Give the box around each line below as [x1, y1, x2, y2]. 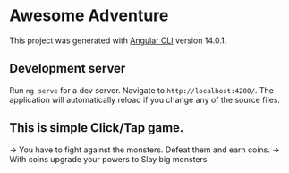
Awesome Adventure [9, 5, 169, 26]
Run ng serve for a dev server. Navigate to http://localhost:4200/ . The [9, 84, 275, 95]
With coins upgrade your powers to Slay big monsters [9, 153, 208, 164]
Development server [9, 61, 126, 76]
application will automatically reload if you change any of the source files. [9, 94, 280, 105]
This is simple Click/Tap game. [9, 120, 184, 135]
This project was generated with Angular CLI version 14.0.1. [9, 35, 227, 46]
